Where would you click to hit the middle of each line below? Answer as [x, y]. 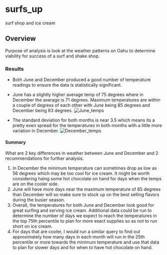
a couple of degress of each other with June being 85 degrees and [81, 105]
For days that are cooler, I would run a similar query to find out [76, 232]
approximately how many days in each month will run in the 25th [79, 237]
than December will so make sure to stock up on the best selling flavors [86, 195]
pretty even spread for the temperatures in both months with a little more [87, 126]
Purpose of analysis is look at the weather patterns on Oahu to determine [80, 50]
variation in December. [36, 131]
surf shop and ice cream [30, 23]
